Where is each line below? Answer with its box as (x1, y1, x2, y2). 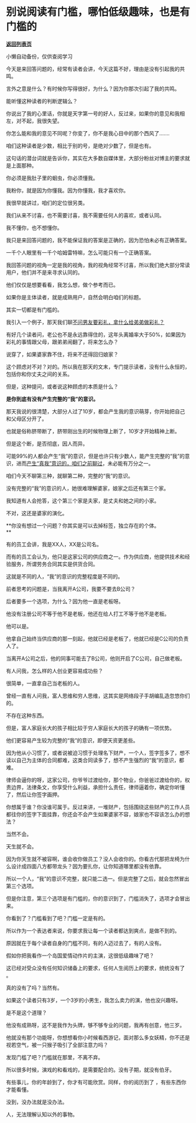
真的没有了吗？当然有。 (6, 984, 62, 991)
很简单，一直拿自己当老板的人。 (6, 680, 83, 687)
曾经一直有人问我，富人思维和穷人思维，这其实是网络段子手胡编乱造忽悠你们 (6, 692, 190, 699)
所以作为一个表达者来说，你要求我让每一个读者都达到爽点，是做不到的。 (6, 927, 180, 934)
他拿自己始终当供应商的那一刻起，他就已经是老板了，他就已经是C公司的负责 (6, 635, 189, 642)
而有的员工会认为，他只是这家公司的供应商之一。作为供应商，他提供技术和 (6, 553, 185, 560)
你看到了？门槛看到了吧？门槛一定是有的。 (6, 915, 108, 922)
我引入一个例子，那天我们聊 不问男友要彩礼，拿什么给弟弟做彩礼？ (6, 319, 164, 326)
